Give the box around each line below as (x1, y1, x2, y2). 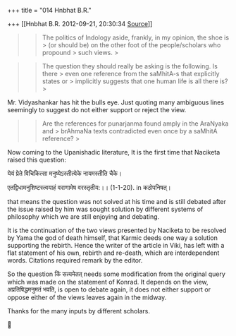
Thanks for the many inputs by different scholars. (7, 307, 150, 315)
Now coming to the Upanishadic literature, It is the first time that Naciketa (7, 148, 221, 156)
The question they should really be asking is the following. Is (42, 62, 218, 70)
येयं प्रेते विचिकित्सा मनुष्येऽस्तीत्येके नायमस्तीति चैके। (7, 169, 122, 177)
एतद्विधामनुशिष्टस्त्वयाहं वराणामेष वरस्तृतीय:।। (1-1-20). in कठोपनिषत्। (7, 184, 171, 191)
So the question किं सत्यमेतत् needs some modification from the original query (7, 270, 225, 278)
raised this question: (7, 155, 67, 164)
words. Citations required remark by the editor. (7, 256, 143, 264)
